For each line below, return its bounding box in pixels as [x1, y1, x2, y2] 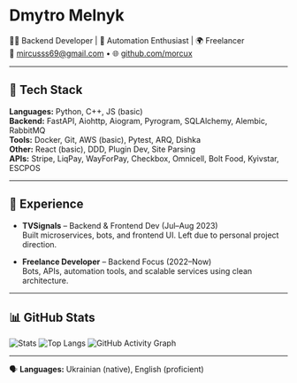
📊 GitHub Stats [9, 309, 95, 324]
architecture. [21, 275, 69, 285]
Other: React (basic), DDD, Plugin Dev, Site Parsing [9, 144, 196, 154]
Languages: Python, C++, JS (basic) [9, 106, 143, 116]
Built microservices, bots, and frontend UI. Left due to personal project [21, 230, 279, 240]
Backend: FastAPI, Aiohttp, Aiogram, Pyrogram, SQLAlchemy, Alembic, [9, 115, 268, 126]
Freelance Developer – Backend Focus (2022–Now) [21, 256, 212, 267]
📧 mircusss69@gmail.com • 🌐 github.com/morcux [9, 48, 193, 59]
